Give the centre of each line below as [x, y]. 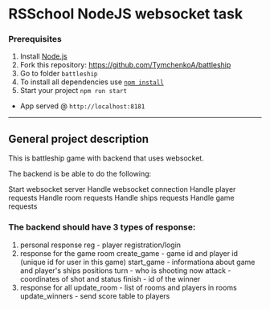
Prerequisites [35, 39]
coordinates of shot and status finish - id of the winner [110, 279]
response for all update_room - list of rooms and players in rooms [128, 287]
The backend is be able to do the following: [80, 174]
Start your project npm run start [73, 91]
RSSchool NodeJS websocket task [126, 14]
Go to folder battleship [59, 74]
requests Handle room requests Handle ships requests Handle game [121, 198]
